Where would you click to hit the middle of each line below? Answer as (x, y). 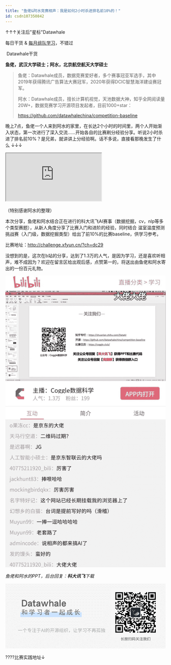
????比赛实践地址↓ (25, 657)
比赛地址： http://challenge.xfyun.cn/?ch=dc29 (54, 245)
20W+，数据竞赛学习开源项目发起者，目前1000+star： (75, 105)
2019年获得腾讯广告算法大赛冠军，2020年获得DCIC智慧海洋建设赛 (87, 82)
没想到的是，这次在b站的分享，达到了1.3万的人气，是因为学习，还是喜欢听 (83, 255)
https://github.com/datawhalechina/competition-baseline (78, 115)
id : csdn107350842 (25, 16)
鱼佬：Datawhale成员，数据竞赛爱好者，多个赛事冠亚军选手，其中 (87, 75)
